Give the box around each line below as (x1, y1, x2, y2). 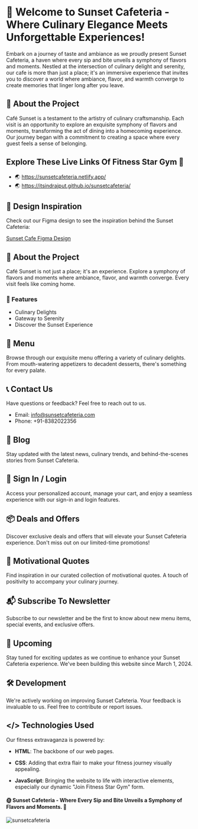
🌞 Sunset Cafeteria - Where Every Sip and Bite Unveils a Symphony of (6, 797, 183, 804)
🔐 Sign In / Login (6, 474, 67, 484)
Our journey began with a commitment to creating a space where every (6, 133, 180, 141)
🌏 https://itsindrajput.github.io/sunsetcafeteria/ (14, 182, 131, 189)
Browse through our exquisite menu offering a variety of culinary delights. (6, 354, 186, 361)
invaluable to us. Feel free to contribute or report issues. (6, 703, 143, 710)
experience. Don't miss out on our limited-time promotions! (6, 539, 150, 546)
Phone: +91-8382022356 (14, 417, 77, 425)
